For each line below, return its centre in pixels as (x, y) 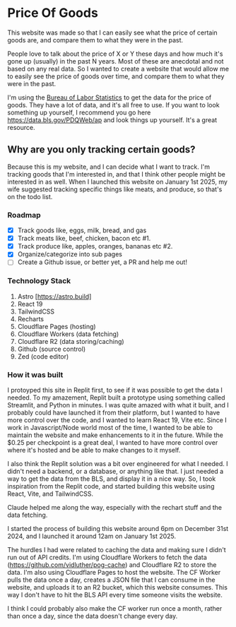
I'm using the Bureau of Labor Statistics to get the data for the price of (110, 97)
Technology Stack (39, 281)
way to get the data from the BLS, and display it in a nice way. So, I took (112, 479)
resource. (21, 127)
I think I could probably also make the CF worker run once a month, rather (115, 608)
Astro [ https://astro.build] (54, 296)
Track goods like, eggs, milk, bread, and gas (82, 230)
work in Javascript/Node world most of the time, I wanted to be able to (110, 427)
